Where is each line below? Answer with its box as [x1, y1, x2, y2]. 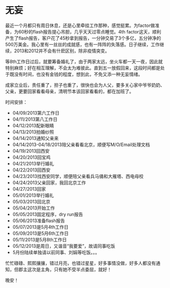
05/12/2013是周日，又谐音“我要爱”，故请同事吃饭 [12, 243, 115, 249]
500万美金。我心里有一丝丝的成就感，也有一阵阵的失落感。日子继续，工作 [5, 41, 160, 47]
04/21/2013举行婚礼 [12, 160, 54, 166]
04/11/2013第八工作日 [12, 116, 58, 122]
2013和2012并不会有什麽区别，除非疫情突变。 [14, 48, 110, 54]
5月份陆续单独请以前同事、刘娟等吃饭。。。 [12, 249, 100, 255]
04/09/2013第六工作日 [12, 110, 60, 116]
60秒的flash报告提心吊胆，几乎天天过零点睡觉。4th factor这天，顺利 [18, 28, 161, 34]
